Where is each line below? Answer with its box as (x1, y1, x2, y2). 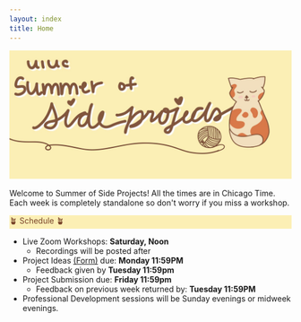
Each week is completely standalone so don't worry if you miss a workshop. (9, 197, 290, 208)
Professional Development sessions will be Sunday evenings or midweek (21, 292, 291, 304)
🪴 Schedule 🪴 (9, 215, 64, 226)
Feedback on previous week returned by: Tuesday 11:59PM (35, 283, 256, 294)
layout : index (9, 14, 63, 23)
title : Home (9, 23, 54, 33)
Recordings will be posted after (35, 245, 151, 256)
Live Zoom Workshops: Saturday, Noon (21, 236, 169, 247)
